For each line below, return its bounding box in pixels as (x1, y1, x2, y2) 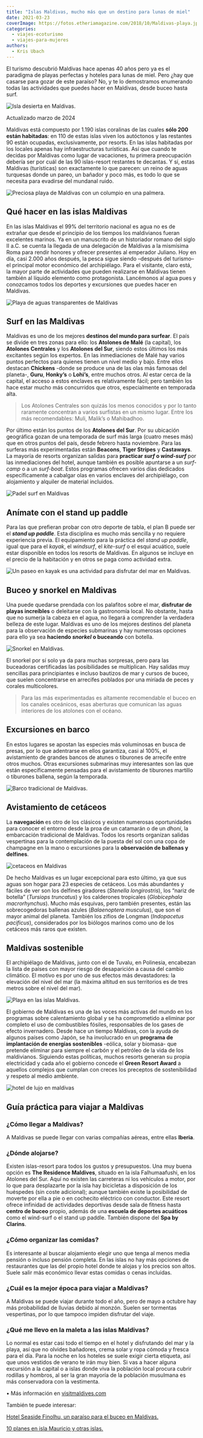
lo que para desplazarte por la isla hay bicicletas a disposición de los (6, 1182, 178, 1189)
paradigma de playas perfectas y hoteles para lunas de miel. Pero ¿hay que (6, 71, 194, 79)
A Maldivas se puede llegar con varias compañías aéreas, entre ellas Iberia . (6, 1134, 195, 1141)
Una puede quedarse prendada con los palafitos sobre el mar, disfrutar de (6, 601, 192, 608)
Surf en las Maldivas (6, 316, 85, 326)
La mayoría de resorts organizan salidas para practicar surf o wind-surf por (6, 452, 196, 460)
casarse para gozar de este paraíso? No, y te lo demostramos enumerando (6, 78, 193, 85)
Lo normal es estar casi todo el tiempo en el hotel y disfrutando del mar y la (6, 1339, 195, 1347)
